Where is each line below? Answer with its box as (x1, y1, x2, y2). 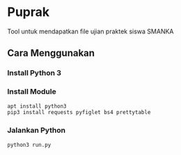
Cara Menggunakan (7, 47, 95, 59)
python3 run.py (7, 141, 52, 148)
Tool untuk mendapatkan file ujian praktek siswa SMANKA (7, 27, 174, 35)
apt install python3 (7, 102, 68, 110)
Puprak (7, 4, 50, 20)
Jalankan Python (7, 126, 66, 136)
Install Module (7, 87, 57, 97)
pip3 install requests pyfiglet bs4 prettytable (7, 109, 151, 116)
